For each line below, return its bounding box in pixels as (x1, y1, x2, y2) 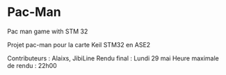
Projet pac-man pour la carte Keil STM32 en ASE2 (7, 40, 151, 49)
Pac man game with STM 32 (7, 27, 88, 35)
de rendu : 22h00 (7, 61, 57, 69)
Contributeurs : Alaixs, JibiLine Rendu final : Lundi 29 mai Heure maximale (7, 53, 219, 62)
